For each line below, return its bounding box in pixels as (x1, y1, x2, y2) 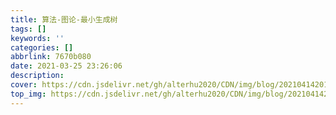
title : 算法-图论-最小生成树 (10, 14, 118, 25)
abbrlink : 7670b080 (10, 52, 92, 62)
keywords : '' (10, 33, 65, 43)
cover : (10, 80, 38, 90)
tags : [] (10, 24, 47, 34)
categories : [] (10, 42, 74, 53)
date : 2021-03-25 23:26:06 (10, 61, 123, 71)
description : (10, 71, 65, 81)
